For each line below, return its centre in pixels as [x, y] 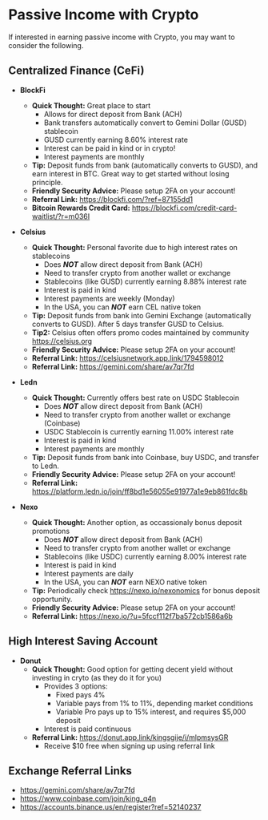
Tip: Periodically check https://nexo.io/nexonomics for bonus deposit [146, 590]
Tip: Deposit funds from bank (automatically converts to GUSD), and [145, 165]
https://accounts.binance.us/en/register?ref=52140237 [110, 807]
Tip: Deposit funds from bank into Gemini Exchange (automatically [142, 315]
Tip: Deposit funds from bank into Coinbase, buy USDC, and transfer [146, 457]
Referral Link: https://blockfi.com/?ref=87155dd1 [112, 199]
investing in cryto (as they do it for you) [97, 677]
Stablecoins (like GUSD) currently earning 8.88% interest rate [145, 281]
